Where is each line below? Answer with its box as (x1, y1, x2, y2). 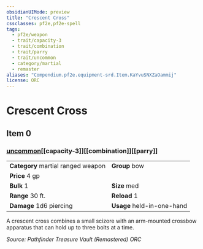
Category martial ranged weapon (9, 162, 106, 170)
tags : (6, 26, 20, 33)
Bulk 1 (9, 182, 29, 190)
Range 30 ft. (9, 191, 46, 200)
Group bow (111, 162, 144, 170)
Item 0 (6, 128, 32, 139)
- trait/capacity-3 (12, 37, 62, 44)
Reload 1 (111, 191, 138, 200)
